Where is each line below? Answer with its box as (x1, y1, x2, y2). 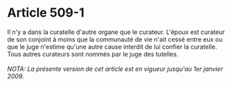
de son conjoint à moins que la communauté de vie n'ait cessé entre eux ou (7, 35, 223, 43)
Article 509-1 (7, 5, 84, 21)
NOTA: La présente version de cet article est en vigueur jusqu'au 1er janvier (7, 64, 223, 73)
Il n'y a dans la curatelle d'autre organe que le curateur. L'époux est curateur (7, 28, 225, 36)
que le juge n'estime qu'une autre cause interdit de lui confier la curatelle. (7, 42, 217, 51)
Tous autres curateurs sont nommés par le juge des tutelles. (7, 50, 179, 58)
